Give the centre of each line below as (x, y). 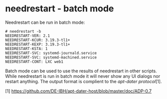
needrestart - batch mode (60, 9)
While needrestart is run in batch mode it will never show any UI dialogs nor (83, 76)
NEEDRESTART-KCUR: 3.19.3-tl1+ (38, 40)
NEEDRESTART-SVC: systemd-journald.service (51, 53)
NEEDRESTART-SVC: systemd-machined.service (51, 57)
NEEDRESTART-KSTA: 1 (27, 49)
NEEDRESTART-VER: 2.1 (28, 36)
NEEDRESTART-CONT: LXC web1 (34, 62)
